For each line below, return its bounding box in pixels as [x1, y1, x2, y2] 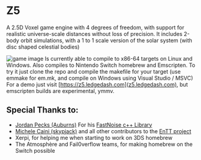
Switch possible [15, 147, 55, 154]
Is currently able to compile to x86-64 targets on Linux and [44, 55, 193, 62]
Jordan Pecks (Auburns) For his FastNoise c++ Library [15, 121, 152, 128]
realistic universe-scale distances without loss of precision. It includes [6, 30, 183, 37]
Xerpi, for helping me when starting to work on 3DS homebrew [15, 134, 172, 141]
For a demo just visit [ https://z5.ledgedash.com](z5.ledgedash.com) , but [6, 80, 188, 88]
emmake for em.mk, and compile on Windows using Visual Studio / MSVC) [6, 74, 194, 82]
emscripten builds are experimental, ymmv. [6, 87, 115, 94]
